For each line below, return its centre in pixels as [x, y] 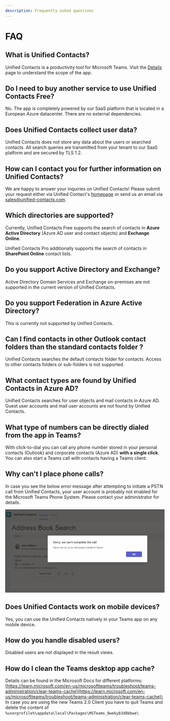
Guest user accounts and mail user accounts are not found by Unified [78, 406]
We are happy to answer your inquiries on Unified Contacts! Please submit [83, 189]
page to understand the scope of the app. [49, 72]
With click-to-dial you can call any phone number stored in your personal [81, 447]
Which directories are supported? [59, 215]
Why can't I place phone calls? [54, 474]
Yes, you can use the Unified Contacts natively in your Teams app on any [81, 619]
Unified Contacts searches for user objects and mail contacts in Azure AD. [83, 400]
